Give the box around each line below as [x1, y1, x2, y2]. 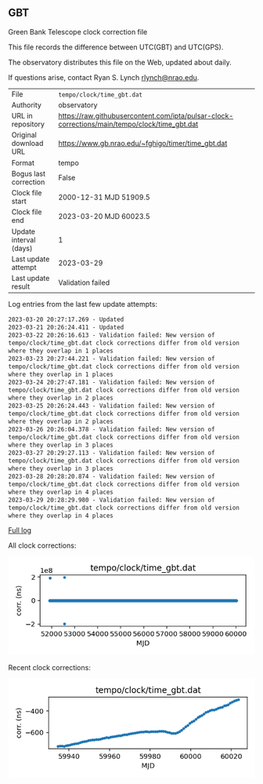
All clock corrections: [8, 541, 77, 550]
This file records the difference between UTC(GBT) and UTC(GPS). [8, 42, 224, 52]
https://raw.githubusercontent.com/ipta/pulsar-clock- [58, 111, 234, 121]
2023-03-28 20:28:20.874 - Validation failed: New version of [8, 472, 215, 480]
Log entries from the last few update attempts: [8, 299, 158, 308]
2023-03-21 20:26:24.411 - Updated [8, 323, 124, 331]
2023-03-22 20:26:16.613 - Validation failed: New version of [8, 331, 215, 339]
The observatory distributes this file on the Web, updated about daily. [8, 57, 232, 67]
